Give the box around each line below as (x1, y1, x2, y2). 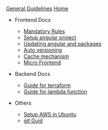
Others (14, 99, 32, 106)
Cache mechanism (23, 53, 69, 59)
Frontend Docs (14, 16, 51, 23)
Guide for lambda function (23, 88, 87, 95)
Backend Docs (14, 71, 51, 77)
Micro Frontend (23, 59, 61, 66)
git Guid (23, 117, 43, 124)
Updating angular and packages (23, 41, 102, 47)
